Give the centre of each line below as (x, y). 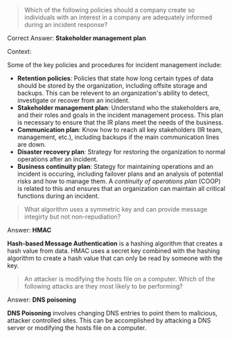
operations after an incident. (57, 159)
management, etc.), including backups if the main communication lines (118, 137)
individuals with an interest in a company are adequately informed (118, 17)
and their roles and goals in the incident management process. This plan (120, 115)
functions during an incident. (58, 196)
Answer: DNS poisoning (42, 300)
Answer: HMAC (29, 230)
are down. (32, 144)
